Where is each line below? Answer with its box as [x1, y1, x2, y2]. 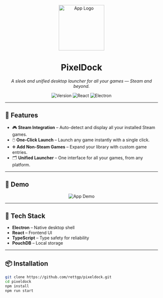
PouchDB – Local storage [12, 240, 64, 246]
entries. [12, 149, 28, 155]
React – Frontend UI [12, 230, 52, 236]
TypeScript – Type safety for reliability [12, 235, 89, 241]
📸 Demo [5, 181, 29, 189]
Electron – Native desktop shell [12, 225, 75, 231]
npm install [5, 283, 29, 288]
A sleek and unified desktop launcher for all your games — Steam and [11, 78, 152, 84]
